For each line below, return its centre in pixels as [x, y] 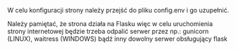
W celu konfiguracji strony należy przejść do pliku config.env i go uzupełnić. [118, 10]
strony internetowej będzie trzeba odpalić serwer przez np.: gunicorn [108, 31]
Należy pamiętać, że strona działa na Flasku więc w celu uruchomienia [110, 24]
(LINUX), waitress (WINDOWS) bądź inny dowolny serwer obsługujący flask [118, 39]
